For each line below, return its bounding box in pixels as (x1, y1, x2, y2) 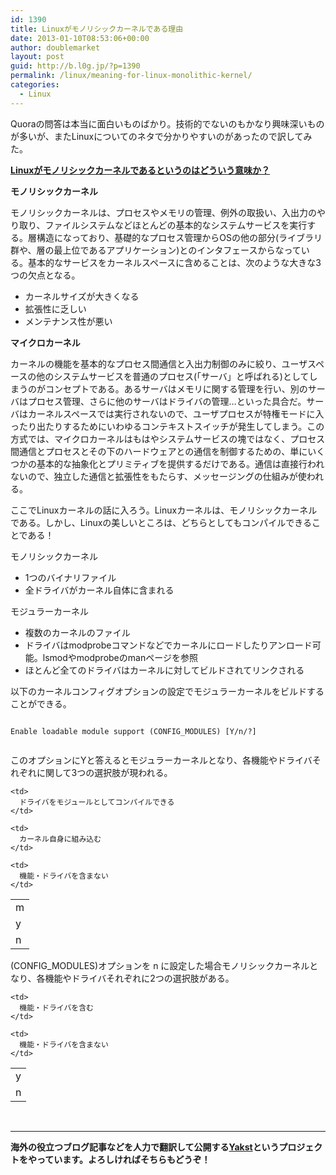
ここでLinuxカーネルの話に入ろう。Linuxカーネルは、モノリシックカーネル (10, 504, 318, 516)
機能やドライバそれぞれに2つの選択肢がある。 (44, 972, 235, 984)
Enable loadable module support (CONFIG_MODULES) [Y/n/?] (10, 726, 257, 736)
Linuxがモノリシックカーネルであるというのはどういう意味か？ (10, 164, 271, 176)
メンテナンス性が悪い (24, 315, 113, 327)
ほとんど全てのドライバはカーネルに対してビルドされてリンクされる (24, 664, 305, 676)
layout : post (10, 52, 65, 62)
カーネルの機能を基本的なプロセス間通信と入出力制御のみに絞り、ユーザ (10, 357, 308, 370)
